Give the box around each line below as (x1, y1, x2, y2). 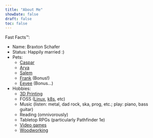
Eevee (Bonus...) (19, 81, 53, 86)
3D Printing (19, 91, 43, 97)
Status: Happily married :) (12, 49, 65, 55)
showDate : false (5, 12, 38, 17)
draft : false (5, 16, 32, 21)
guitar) (19, 107, 34, 112)
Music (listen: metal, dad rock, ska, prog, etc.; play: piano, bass (19, 101, 149, 107)
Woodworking (19, 127, 48, 133)
